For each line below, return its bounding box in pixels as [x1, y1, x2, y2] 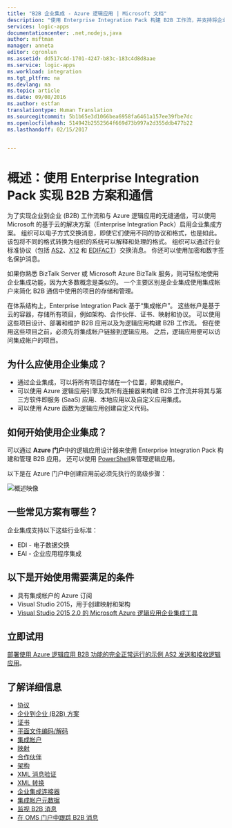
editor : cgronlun [7, 49, 57, 56]
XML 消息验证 [17, 770, 57, 779]
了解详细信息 [7, 681, 62, 693]
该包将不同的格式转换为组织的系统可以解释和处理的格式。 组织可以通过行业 [7, 237, 221, 246]
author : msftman [7, 36, 54, 43]
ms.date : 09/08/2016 [7, 94, 67, 101]
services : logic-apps [7, 23, 70, 30]
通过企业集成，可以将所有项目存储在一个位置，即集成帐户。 [17, 378, 187, 386]
